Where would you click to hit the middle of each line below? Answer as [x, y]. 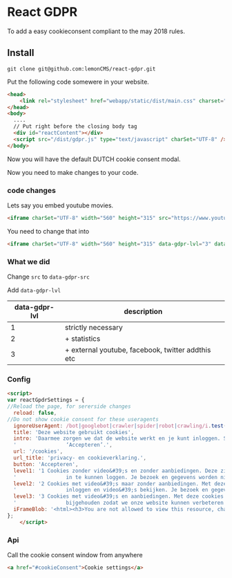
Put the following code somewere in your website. [78, 82]
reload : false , [35, 413]
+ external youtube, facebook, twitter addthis [138, 350]
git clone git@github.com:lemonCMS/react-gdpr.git [81, 69]
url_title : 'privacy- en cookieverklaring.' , [80, 458]
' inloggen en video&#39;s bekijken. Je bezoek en [111, 490]
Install [21, 53]
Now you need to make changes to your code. [73, 172]
